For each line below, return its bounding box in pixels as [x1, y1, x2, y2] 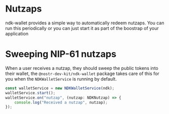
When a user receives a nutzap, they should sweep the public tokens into [5, 65, 158, 71]
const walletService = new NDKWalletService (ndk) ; [5, 86, 115, 91]
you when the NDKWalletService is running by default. [5, 75, 117, 82]
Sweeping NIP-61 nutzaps [5, 49, 117, 60]
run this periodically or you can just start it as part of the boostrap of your [5, 25, 159, 31]
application [5, 30, 29, 36]
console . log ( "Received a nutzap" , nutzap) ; [14, 100, 108, 105]
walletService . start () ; [5, 90, 56, 95]
